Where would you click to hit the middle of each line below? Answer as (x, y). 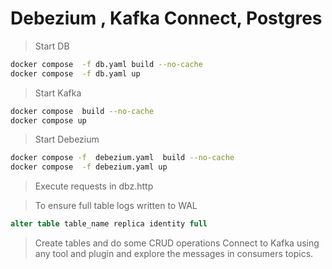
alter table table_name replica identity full (109, 224)
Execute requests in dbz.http (94, 186)
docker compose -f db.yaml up (75, 73)
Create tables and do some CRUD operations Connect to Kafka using (177, 243)
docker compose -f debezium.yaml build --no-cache (122, 158)
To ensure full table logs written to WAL (116, 206)
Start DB (52, 46)
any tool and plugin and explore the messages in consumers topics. (174, 254)
